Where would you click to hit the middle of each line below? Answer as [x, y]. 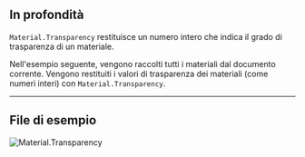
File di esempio [53, 120]
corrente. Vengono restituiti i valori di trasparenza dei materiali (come [139, 74]
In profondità [47, 15]
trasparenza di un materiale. [62, 46]
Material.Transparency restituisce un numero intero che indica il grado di [146, 36]
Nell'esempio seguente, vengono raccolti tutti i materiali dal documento [143, 64]
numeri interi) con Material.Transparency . [88, 83]
